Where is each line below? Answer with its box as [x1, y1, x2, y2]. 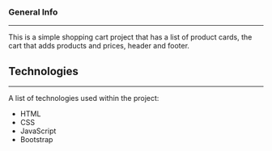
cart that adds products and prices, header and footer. [8, 41, 190, 51]
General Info [8, 6, 58, 18]
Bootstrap [19, 135, 53, 145]
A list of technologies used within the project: [8, 94, 159, 103]
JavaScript [19, 126, 57, 136]
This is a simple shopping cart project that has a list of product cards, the [8, 32, 253, 42]
